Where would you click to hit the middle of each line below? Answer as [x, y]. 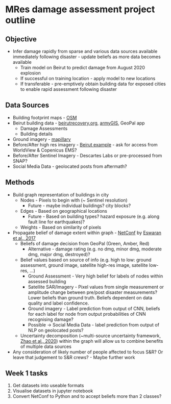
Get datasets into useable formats [48, 386]
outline [20, 20]
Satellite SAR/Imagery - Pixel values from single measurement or [96, 287]
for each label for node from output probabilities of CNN [87, 314]
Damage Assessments [44, 128]
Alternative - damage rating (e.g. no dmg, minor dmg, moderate [95, 249]
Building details [36, 134]
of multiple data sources [46, 346]
